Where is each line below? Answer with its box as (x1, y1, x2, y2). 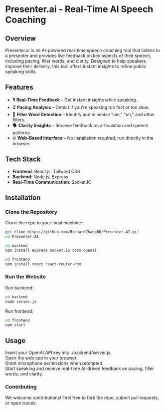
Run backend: (5, 284, 34, 291)
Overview (5, 34, 36, 43)
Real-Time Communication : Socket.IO (12, 179, 92, 185)
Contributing (5, 383, 37, 390)
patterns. (12, 129, 31, 136)
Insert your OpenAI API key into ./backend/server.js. (5, 349, 112, 356)
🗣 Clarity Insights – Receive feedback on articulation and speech (12, 122, 149, 128)
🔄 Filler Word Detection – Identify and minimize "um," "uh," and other (12, 111, 156, 117)
